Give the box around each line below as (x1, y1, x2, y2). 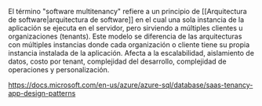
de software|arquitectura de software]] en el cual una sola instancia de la (8, 15, 245, 24)
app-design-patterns (8, 89, 76, 97)
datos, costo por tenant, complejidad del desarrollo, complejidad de (8, 57, 227, 66)
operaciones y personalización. (8, 65, 110, 74)
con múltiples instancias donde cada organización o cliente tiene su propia (8, 40, 250, 49)
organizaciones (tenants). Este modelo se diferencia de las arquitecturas (8, 31, 242, 41)
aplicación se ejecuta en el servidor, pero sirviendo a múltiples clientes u (8, 24, 243, 32)
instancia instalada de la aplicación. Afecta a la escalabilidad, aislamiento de (8, 49, 255, 57)
